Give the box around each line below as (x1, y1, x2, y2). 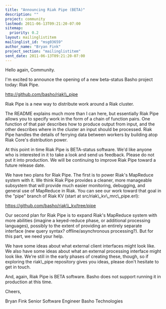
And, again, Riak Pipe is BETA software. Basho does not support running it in (5, 274, 161, 280)
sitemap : (5, 26, 23, 31)
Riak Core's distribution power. (5, 137, 68, 143)
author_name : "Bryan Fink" (5, 44, 61, 49)
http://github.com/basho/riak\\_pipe (5, 91, 78, 97)
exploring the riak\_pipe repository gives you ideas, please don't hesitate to (5, 259, 159, 265)
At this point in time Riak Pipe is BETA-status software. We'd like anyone (5, 147, 152, 153)
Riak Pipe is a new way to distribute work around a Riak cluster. (5, 101, 134, 107)
